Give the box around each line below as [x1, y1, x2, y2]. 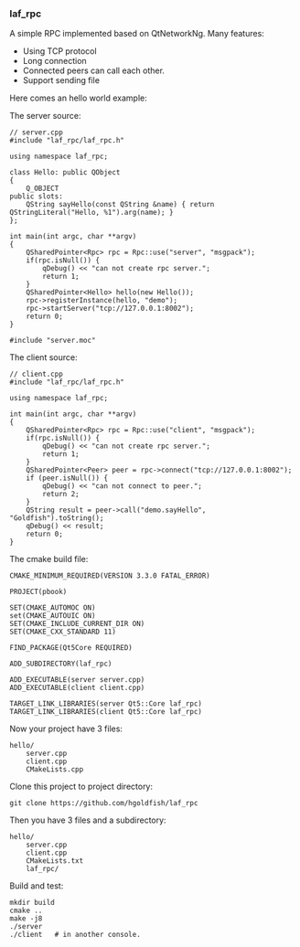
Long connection [22, 56, 87, 67]
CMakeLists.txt [26, 857, 84, 866]
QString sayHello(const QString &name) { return [26, 200, 215, 209]
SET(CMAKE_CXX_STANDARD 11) [9, 627, 117, 637]
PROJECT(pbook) [9, 588, 68, 597]
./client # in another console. [9, 931, 142, 940]
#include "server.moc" [9, 336, 96, 346]
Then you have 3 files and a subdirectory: [9, 814, 166, 825]
